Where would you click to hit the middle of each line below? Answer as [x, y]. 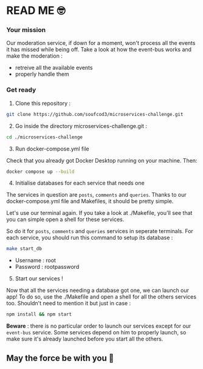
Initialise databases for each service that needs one [80, 183]
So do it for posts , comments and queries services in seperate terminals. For [100, 231]
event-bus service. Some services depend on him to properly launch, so [96, 333]
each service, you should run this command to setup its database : [90, 238]
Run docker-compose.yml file [52, 149]
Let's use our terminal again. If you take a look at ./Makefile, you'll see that [99, 213]
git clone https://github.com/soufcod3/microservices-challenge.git [95, 114]
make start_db [24, 249]
